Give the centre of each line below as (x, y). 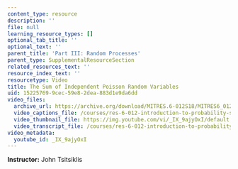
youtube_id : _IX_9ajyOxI (50, 139)
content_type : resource (42, 14)
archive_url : (33, 107)
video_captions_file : (46, 113)
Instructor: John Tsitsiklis (45, 160)
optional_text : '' (34, 47)
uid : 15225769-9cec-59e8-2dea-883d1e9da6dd (73, 93)
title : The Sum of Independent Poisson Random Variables (93, 87)
